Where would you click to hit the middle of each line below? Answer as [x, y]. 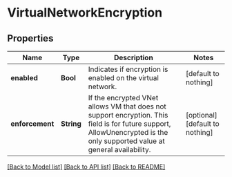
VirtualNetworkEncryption [85, 13]
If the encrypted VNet [123, 98]
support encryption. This [128, 115]
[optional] [201, 115]
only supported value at [126, 141]
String [71, 124]
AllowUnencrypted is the [128, 132]
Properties [30, 38]
